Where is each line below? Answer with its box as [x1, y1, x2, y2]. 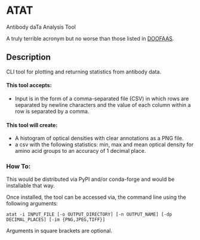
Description [6, 52, 51, 63]
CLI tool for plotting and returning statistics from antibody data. [6, 68, 161, 75]
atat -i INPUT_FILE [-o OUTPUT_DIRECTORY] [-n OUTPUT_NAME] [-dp [6, 211, 172, 218]
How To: [6, 162, 31, 171]
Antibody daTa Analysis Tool [6, 23, 76, 30]
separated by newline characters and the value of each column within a [14, 101, 191, 108]
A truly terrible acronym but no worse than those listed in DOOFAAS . [6, 35, 174, 42]
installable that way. [6, 182, 55, 189]
